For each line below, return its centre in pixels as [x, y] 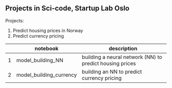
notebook [47, 48]
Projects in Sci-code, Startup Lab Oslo [67, 8]
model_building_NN [40, 60]
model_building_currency [47, 75]
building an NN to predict [112, 72]
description [123, 48]
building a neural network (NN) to [122, 57]
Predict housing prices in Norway [48, 31]
